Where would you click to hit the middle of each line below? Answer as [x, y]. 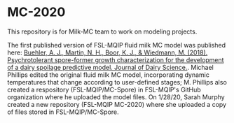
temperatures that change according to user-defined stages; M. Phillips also [117, 82]
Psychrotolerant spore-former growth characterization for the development [116, 59]
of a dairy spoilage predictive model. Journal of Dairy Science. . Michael [110, 67]
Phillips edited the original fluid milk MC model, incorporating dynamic [109, 75]
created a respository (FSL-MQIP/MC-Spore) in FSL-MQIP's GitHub [104, 89]
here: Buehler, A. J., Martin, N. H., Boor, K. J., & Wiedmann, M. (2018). [108, 52]
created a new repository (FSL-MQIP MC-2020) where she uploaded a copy [117, 104]
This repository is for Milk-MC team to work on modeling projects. [102, 31]
